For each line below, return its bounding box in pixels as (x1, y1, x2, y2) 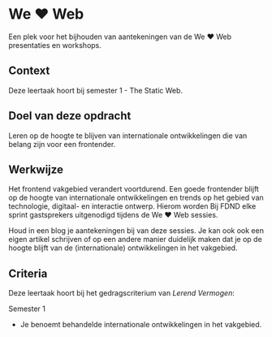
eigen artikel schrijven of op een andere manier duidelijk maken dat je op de (8, 235, 262, 244)
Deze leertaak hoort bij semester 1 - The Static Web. (8, 85, 183, 95)
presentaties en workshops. (8, 40, 101, 50)
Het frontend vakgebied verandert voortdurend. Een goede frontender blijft (8, 184, 260, 194)
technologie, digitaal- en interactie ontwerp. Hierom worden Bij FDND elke (8, 201, 257, 211)
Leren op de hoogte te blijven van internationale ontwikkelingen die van (8, 131, 248, 140)
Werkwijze (8, 162, 63, 176)
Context (8, 64, 50, 78)
